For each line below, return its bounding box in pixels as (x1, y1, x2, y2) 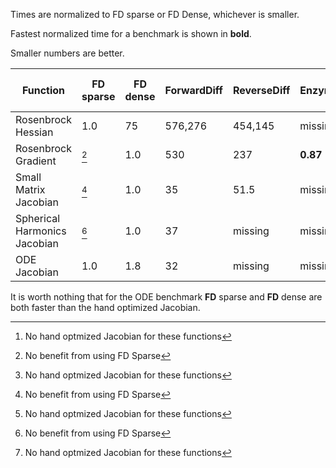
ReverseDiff (232, 84, 291, 97)
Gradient (15, 154, 57, 168)
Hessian (15, 125, 54, 139)
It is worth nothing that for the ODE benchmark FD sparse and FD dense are (10, 291, 323, 303)
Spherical (15, 212, 61, 225)
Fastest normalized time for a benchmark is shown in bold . (10, 28, 252, 39)
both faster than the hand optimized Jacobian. (10, 302, 201, 313)
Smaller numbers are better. (10, 47, 125, 59)
